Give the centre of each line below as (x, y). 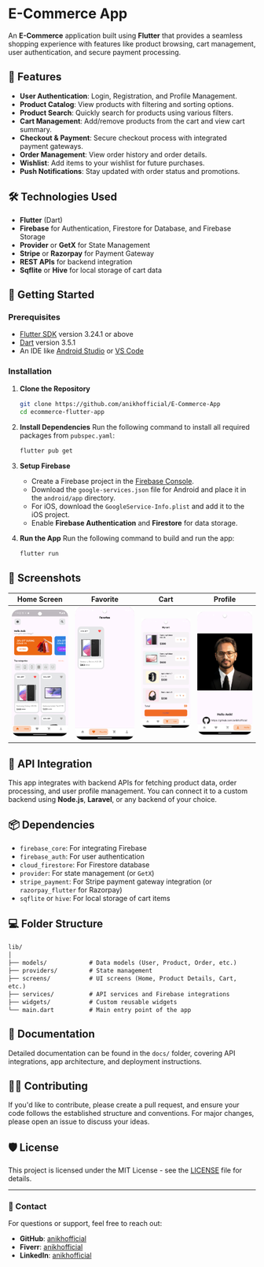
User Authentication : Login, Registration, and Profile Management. (128, 96)
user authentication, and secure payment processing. (95, 52)
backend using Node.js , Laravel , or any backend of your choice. (113, 800)
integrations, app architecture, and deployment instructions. (105, 1061)
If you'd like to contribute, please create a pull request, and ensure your (124, 1105)
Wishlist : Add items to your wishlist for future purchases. (112, 163)
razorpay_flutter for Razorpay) (71, 889)
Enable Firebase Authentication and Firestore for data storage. (134, 523)
